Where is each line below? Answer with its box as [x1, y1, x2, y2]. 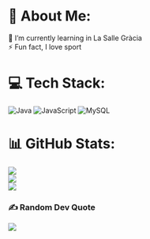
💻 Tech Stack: [8, 74, 106, 92]
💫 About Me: [8, 7, 92, 25]
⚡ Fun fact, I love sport [8, 42, 82, 51]
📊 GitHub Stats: [8, 135, 116, 153]
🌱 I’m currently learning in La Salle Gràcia [8, 33, 142, 43]
